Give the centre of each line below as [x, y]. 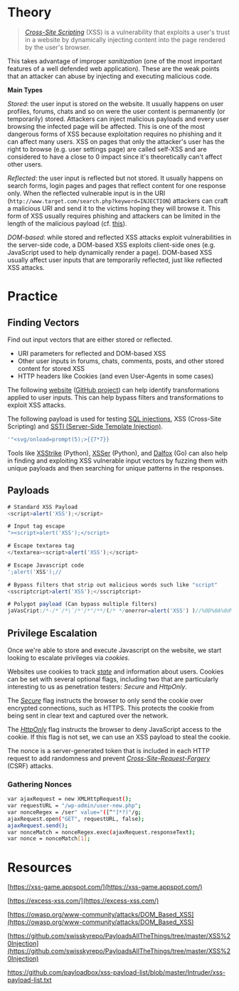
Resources [40, 867]
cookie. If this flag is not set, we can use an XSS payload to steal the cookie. [119, 737]
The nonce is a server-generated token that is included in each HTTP [108, 750]
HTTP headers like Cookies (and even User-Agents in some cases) [116, 376]
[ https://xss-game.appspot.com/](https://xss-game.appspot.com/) [105, 887]
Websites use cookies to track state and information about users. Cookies [116, 671]
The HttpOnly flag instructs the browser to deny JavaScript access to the [115, 729]
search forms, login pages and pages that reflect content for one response [117, 185]
